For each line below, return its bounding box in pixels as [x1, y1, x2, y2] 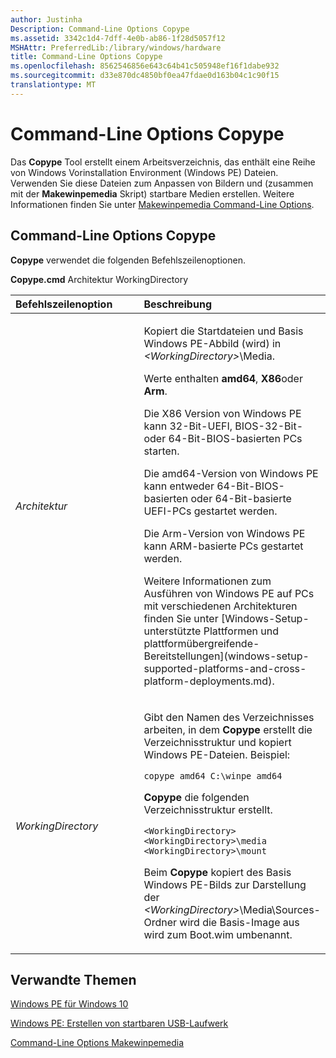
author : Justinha [10, 14, 83, 25]
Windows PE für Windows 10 [10, 998, 129, 1010]
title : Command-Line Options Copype [10, 52, 163, 62]
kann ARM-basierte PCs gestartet [143, 539, 304, 553]
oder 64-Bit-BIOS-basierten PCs [143, 431, 303, 445]
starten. [143, 444, 180, 458]
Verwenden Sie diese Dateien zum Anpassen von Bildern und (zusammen [10, 177, 314, 189]
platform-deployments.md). [143, 674, 275, 688]
